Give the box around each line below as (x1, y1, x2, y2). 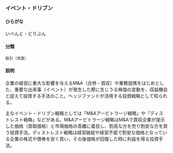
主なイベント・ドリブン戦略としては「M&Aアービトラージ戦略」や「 (5, 110, 150, 116)
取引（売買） (5, 56, 29, 61)
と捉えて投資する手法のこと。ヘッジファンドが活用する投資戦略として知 (5, 92, 159, 99)
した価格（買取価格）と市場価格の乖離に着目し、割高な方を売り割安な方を (5, 123, 163, 129)
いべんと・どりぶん (5, 31, 46, 37)
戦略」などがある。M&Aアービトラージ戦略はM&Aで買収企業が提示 (23, 117, 165, 123)
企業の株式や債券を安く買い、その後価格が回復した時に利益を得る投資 (9, 136, 159, 142)
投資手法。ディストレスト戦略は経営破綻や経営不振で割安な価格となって (9, 129, 163, 136)
